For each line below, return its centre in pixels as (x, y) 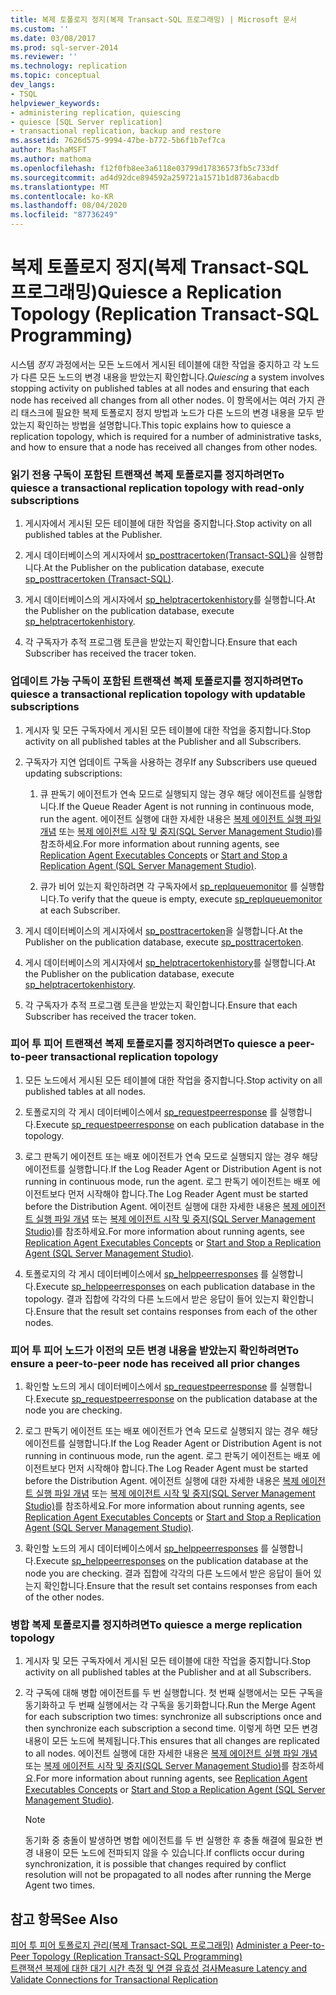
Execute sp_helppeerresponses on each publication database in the (175, 1286)
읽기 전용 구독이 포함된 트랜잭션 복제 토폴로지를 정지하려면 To (147, 474)
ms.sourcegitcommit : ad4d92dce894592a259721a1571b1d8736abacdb (145, 177)
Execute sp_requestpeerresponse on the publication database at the (176, 1399)
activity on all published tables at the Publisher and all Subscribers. (163, 741)
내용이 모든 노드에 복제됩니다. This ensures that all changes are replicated (172, 1741)
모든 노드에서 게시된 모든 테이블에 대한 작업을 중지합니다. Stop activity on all (173, 1080)
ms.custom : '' (40, 29)
